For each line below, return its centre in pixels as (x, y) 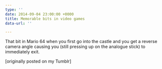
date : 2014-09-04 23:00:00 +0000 (40, 14)
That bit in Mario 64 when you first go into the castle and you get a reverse (81, 42)
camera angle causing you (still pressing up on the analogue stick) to (75, 46)
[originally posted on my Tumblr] (38, 61)
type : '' (14, 10)
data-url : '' (19, 23)
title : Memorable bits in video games (45, 19)
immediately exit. (22, 52)
